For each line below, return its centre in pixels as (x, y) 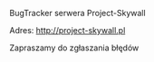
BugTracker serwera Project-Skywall (78, 13)
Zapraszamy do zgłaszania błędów (74, 48)
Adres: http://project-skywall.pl (67, 30)
